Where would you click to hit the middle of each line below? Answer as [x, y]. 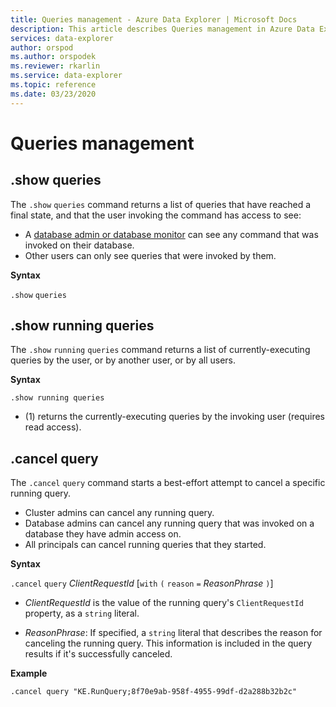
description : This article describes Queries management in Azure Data [162, 29]
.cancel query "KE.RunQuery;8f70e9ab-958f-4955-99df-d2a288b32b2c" [154, 692]
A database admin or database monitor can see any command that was [171, 234]
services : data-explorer [62, 38]
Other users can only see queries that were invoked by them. [150, 255]
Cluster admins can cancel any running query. [119, 513]
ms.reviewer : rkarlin [55, 66]
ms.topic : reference [53, 85]
